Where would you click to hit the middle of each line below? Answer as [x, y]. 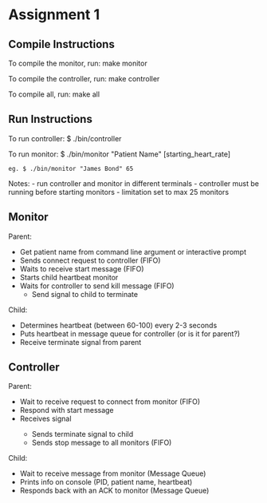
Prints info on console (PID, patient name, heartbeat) [106, 482]
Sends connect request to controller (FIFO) [90, 260]
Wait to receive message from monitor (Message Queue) [113, 473]
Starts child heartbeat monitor [69, 277]
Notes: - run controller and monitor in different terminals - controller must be [133, 183]
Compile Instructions [62, 44]
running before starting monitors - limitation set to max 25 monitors [119, 192]
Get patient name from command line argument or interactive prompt [133, 252]
